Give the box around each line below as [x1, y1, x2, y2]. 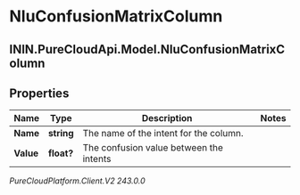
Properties [9, 85, 70, 101]
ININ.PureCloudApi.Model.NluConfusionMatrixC [9, 42, 286, 57]
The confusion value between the [82, 142, 223, 154]
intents [82, 153, 112, 166]
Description [141, 112, 193, 125]
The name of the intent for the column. [82, 127, 244, 140]
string [47, 127, 74, 140]
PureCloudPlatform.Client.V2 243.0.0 [9, 175, 146, 186]
